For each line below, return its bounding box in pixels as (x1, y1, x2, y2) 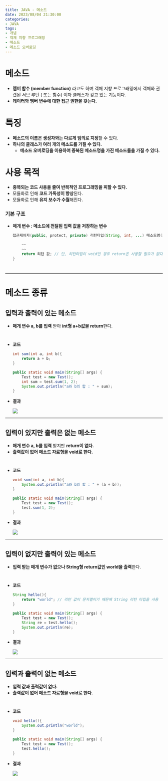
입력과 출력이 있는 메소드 (5, 309, 76, 317)
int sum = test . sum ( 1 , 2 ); (21, 379, 78, 384)
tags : (5, 26, 16, 31)
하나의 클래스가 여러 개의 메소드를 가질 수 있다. (12, 141, 102, 147)
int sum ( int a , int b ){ (12, 351, 62, 356)
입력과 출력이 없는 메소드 (5, 669, 76, 678)
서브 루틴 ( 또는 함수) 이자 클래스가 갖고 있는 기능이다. (21, 91, 126, 98)
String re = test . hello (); (21, 620, 78, 625)
